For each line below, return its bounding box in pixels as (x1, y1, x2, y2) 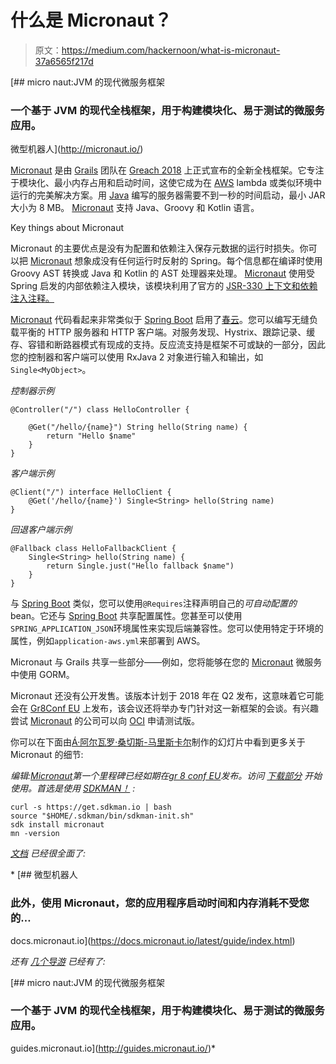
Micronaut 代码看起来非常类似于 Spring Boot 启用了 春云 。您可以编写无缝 (10, 314, 310, 326)
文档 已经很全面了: (10, 847, 86, 860)
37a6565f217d (34, 55, 94, 67)
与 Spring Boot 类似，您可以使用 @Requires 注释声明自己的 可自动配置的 (10, 597, 297, 610)
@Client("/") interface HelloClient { (10, 487, 172, 498)
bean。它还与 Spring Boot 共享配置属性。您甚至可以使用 (10, 610, 243, 622)
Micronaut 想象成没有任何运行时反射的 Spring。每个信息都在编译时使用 (29, 255, 323, 267)
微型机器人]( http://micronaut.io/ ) (10, 143, 144, 155)
